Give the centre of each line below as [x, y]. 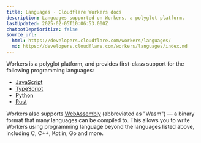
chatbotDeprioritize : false [42, 29]
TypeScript [29, 88]
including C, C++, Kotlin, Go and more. [55, 133]
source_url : [21, 35]
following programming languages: [50, 70]
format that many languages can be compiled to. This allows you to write [98, 120]
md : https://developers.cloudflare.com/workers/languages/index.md [100, 47]
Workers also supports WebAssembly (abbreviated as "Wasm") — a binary [100, 114]
